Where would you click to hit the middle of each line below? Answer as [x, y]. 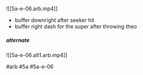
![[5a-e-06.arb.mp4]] [32, 9]
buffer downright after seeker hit [55, 20]
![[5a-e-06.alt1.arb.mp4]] [37, 55]
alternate [18, 40]
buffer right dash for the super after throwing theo [76, 26]
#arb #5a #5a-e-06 [30, 66]
